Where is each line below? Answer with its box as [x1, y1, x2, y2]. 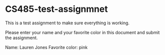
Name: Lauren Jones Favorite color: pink [5, 44, 88, 50]
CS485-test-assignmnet [5, 3, 108, 15]
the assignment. [5, 35, 38, 41]
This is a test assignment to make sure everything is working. [5, 20, 130, 26]
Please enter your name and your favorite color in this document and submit [5, 29, 160, 35]
